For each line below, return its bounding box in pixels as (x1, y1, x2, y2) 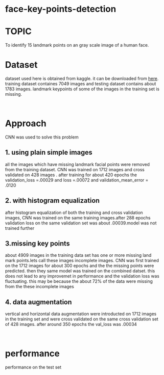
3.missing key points (5, 240, 70, 248)
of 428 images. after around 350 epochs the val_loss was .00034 (5, 321, 137, 327)
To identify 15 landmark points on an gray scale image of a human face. (5, 42, 149, 48)
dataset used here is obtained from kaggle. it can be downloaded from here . (5, 76, 159, 81)
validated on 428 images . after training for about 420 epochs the (5, 172, 137, 178)
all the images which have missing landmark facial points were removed (5, 161, 150, 167)
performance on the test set (5, 364, 62, 370)
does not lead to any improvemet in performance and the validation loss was (5, 273, 160, 279)
